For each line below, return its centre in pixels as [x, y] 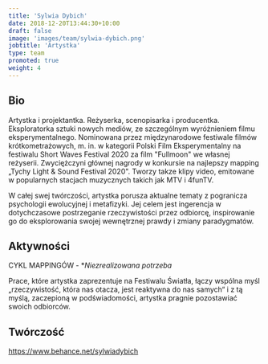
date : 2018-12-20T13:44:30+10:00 [64, 23]
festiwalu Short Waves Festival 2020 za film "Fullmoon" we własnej [119, 154]
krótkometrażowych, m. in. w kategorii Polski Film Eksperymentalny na [125, 145]
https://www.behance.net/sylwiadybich [73, 351]
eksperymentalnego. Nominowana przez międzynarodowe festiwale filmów [133, 137]
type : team [26, 53]
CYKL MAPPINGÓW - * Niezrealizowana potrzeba [90, 265]
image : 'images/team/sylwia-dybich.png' [77, 38]
